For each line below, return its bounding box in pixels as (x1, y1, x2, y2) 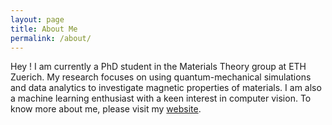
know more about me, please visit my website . (10, 103, 202, 115)
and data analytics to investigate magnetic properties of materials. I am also (10, 82, 322, 94)
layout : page (10, 14, 65, 25)
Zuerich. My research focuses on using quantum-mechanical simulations (10, 71, 312, 83)
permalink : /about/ (10, 33, 92, 43)
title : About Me (10, 24, 78, 34)
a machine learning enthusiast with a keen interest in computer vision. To (10, 92, 312, 105)
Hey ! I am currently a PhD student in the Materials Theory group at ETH (10, 61, 307, 73)
